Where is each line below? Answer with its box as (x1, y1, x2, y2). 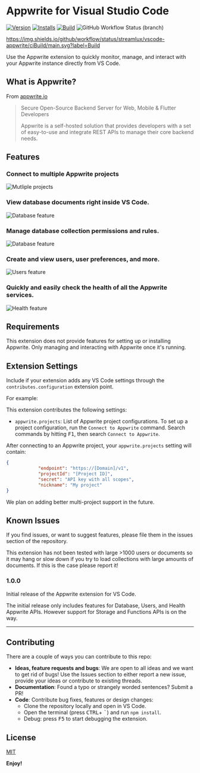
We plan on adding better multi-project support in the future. (6, 498, 155, 506)
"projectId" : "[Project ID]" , (37, 471, 113, 477)
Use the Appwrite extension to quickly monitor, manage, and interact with (6, 53, 186, 60)
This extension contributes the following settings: (6, 406, 127, 413)
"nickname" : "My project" (37, 482, 102, 488)
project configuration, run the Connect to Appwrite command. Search (14, 424, 186, 431)
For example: (6, 395, 39, 402)
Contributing (6, 637, 55, 647)
